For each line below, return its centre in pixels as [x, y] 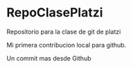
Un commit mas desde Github [49, 58]
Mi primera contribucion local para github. [66, 45]
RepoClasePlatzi [55, 13]
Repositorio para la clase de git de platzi [64, 32]
